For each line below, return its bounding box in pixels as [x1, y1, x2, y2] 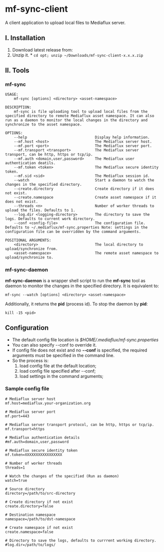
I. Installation [5, 34, 46, 42]
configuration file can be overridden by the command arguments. [5, 229, 141, 234]
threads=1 [5, 465, 25, 470]
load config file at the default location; [19, 363, 96, 369]
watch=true [5, 478, 27, 483]
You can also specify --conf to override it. [12, 342, 97, 348]
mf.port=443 [5, 413, 29, 419]
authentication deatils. [5, 161, 56, 166]
